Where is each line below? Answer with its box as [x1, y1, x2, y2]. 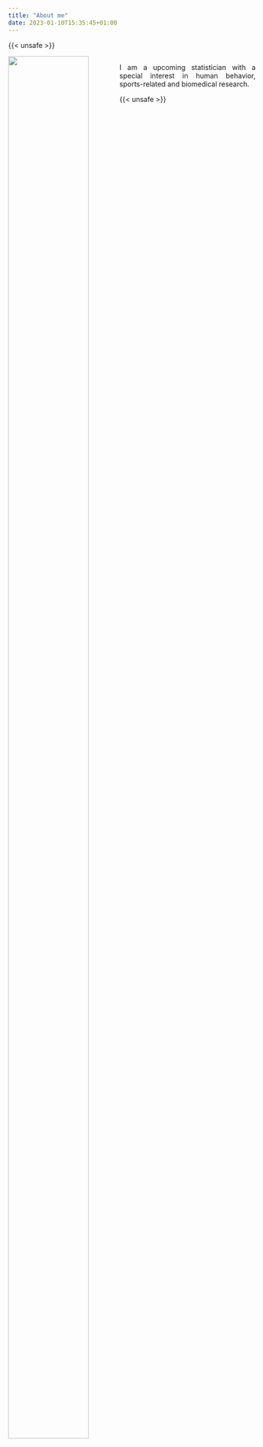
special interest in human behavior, [119, 71, 256, 80]
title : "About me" [8, 11, 68, 20]
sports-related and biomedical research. [119, 79, 250, 89]
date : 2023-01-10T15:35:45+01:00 [8, 19, 118, 27]
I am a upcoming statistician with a [119, 62, 256, 71]
